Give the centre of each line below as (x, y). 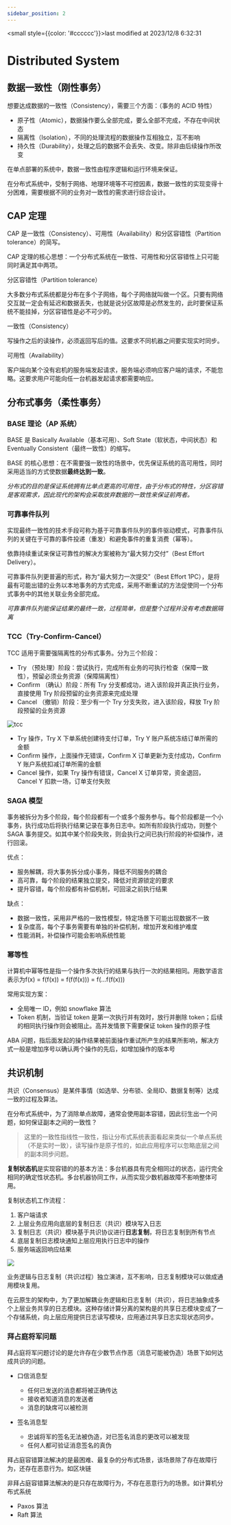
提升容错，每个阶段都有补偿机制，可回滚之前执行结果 (92, 889)
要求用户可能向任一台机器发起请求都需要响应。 (91, 379)
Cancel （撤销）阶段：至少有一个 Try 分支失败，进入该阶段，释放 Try (114, 701)
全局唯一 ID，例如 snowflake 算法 (64, 1009)
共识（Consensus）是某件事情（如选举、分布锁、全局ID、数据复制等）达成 (113, 1091)
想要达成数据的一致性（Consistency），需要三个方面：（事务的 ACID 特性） (111, 105)
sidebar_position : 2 (37, 13)
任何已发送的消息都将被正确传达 (72, 1390)
